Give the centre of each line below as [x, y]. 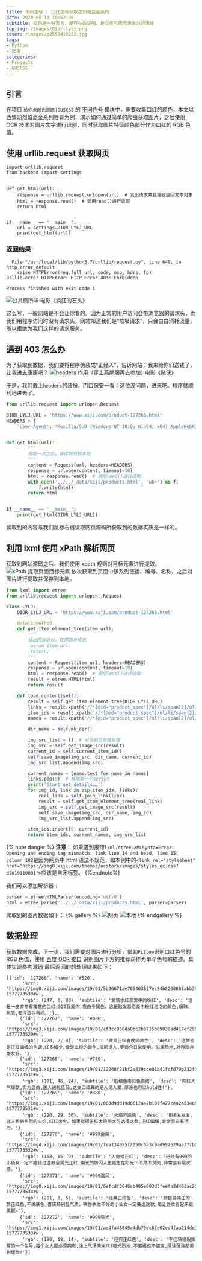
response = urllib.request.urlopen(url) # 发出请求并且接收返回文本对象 [105, 195]
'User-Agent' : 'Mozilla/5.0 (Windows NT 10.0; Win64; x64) [93, 426]
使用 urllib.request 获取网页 [58, 153]
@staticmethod [35, 623]
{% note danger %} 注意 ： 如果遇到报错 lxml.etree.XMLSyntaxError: [90, 847]
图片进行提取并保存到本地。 [41, 579]
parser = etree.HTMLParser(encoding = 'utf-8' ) [64, 897]
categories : [21, 57]
